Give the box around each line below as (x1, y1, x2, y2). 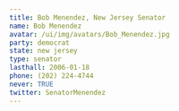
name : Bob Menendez (9, 21, 82, 30)
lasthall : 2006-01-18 (9, 64, 90, 73)
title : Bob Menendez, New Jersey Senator (9, 13, 166, 22)
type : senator (9, 55, 63, 64)
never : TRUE (9, 80, 54, 89)
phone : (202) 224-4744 (9, 72, 94, 81)
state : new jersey (9, 47, 78, 55)
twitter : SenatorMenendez (9, 88, 106, 97)
